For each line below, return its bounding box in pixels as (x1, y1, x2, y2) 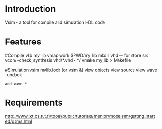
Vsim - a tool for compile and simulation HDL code (5, 19, 105, 25)
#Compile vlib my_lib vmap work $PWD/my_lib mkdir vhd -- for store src (5, 52, 149, 58)
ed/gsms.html (5, 118, 32, 124)
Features (5, 36, 42, 47)
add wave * (5, 81, 27, 86)
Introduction (5, 3, 56, 14)
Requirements (5, 98, 63, 108)
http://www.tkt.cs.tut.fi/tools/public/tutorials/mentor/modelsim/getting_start (5, 113, 156, 119)
